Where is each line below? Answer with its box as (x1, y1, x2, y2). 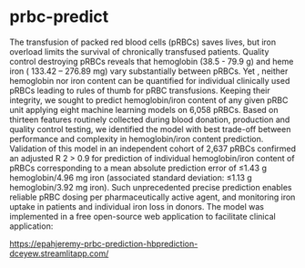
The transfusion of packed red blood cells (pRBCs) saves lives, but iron (9, 36, 276, 47)
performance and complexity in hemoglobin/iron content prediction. (9, 133, 264, 144)
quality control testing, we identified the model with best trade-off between (9, 123, 291, 134)
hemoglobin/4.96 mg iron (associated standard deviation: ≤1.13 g (9, 171, 252, 183)
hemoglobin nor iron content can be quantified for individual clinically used (9, 75, 290, 86)
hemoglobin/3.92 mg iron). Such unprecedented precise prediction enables (9, 181, 292, 192)
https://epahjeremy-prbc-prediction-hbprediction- (9, 238, 198, 249)
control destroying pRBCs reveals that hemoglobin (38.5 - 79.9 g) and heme (9, 56, 294, 67)
